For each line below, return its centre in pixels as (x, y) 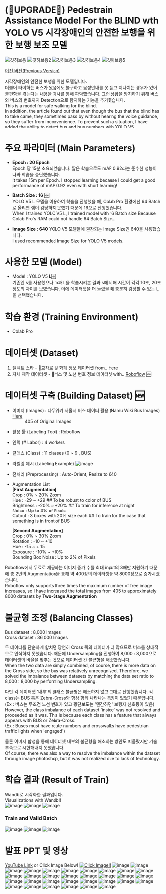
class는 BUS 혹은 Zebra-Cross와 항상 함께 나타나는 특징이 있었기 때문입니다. (80, 698)
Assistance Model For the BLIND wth (82, 21)
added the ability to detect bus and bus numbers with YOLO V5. (70, 127)
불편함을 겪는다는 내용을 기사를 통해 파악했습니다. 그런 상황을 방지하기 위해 (77, 94)
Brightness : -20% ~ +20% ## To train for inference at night (73, 505)
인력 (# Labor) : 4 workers (39, 442)
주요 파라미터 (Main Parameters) (70, 148)
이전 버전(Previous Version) (33, 70)
